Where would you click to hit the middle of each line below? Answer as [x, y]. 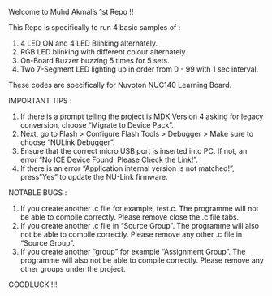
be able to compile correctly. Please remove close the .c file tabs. [130, 217]
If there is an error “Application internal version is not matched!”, [127, 168]
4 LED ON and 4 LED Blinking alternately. [89, 43]
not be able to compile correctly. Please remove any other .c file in [131, 234]
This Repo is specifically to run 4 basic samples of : [95, 27]
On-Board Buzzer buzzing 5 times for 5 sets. [95, 61]
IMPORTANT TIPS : [40, 100]
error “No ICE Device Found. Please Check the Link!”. [109, 159]
